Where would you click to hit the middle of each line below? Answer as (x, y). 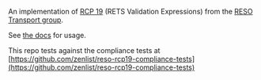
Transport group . (36, 20)
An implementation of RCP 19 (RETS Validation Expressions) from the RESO (130, 11)
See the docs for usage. (47, 35)
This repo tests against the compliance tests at (84, 50)
